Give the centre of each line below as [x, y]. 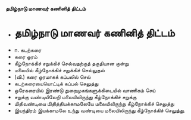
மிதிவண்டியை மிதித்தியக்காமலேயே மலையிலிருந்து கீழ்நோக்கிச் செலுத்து [94, 103]
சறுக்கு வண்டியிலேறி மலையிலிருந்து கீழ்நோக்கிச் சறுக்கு [75, 97]
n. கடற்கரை [28, 50]
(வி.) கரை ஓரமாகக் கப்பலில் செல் [52, 76]
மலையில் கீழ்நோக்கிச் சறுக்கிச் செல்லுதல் [60, 70]
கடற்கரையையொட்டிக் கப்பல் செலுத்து [56, 84]
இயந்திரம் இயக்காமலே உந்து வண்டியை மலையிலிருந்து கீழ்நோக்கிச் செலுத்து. [100, 110]
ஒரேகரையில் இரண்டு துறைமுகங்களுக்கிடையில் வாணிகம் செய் [85, 90]
